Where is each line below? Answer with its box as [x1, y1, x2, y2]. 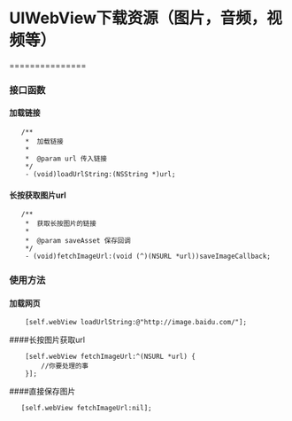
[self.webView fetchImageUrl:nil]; [20, 404, 152, 413]
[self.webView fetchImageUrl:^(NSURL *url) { [25, 352, 196, 362]
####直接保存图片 [9, 386, 76, 397]
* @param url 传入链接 [25, 154, 108, 164]
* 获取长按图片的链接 [25, 219, 97, 229]
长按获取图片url [9, 190, 66, 200]
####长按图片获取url [9, 334, 86, 346]
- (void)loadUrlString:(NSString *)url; [25, 170, 176, 179]
